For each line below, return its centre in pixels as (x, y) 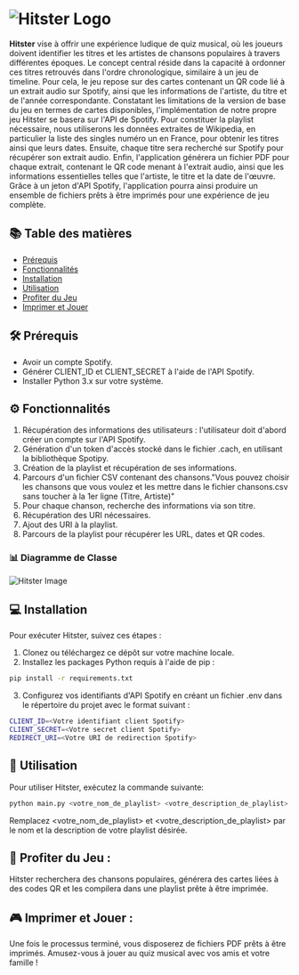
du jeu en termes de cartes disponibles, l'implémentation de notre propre (143, 110)
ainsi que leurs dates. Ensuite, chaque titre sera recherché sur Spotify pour (147, 148)
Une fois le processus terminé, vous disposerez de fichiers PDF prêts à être (148, 944)
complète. (28, 204)
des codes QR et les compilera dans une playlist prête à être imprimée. (139, 889)
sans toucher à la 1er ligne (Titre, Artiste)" (98, 496)
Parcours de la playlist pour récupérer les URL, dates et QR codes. (143, 534)
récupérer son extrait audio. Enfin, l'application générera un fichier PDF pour (149, 157)
